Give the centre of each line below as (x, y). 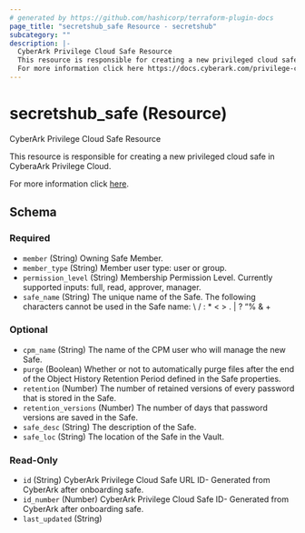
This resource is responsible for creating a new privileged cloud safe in (142, 156)
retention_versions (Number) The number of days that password (145, 407)
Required (30, 238)
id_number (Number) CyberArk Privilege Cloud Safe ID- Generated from (155, 499)
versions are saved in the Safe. (80, 417)
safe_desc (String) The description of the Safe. (109, 427)
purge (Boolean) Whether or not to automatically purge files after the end (158, 368)
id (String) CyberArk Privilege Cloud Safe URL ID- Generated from (146, 480)
